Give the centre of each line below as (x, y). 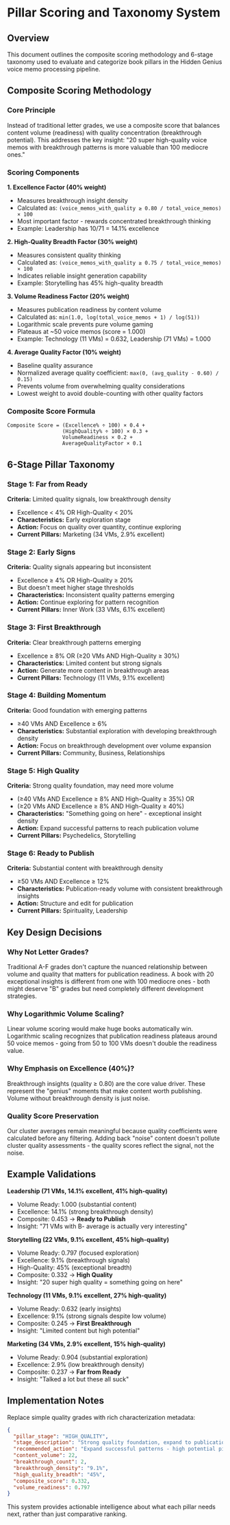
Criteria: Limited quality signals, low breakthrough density (89, 499)
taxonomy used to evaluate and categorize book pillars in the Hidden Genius (115, 62)
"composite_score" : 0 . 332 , (52, 1481)
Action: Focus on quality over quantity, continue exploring (99, 526)
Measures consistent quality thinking (69, 255)
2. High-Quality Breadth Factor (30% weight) (73, 241)
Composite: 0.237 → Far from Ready (69, 1372)
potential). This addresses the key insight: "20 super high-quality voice (107, 140)
